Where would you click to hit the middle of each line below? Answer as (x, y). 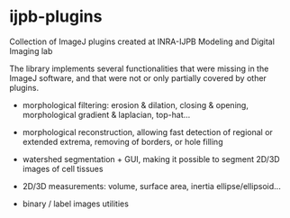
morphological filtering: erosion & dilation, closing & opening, (136, 104)
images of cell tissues (63, 168)
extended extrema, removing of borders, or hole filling (122, 141)
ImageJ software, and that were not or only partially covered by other (138, 77)
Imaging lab (31, 50)
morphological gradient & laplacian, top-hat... (106, 114)
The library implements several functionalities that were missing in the (139, 68)
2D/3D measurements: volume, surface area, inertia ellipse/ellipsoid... (151, 186)
